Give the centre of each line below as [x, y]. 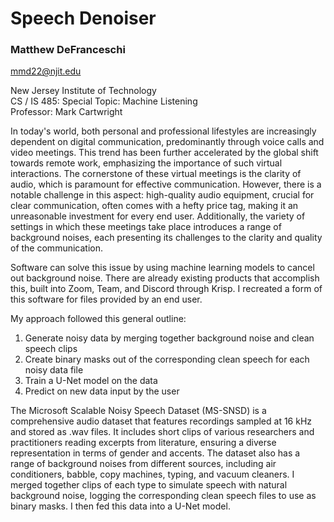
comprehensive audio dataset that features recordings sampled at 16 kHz [161, 421]
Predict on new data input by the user [102, 391]
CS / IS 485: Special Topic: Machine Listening [104, 101]
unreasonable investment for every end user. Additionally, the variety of [158, 216]
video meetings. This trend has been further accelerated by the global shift [164, 153]
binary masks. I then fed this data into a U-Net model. [120, 506]
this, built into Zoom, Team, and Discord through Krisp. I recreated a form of [166, 289]
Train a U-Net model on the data [91, 381]
